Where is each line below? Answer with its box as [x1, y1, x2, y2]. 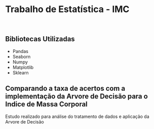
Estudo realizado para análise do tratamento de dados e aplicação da [5, 113, 150, 119]
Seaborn [12, 53, 31, 59]
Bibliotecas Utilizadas [5, 35, 75, 43]
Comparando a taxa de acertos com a [5, 84, 125, 93]
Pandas [12, 48, 29, 54]
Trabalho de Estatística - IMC [5, 4, 130, 15]
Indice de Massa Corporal [5, 100, 88, 109]
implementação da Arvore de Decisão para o [5, 92, 148, 101]
